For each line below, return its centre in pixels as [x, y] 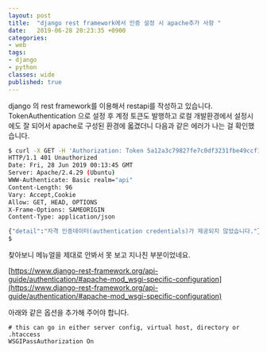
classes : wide [32, 75]
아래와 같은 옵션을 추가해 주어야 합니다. [69, 312]
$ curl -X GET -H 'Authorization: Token [76, 151]
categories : [28, 38]
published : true [35, 82]
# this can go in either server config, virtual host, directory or [124, 327]
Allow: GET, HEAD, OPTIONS [53, 202]
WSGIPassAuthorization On [51, 342]
